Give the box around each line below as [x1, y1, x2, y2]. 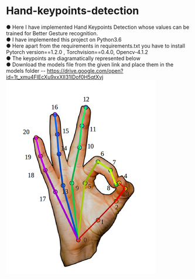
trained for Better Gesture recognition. [6, 29, 98, 36]
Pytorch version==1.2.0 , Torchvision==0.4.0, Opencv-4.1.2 [6, 48, 148, 55]
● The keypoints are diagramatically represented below [6, 55, 141, 62]
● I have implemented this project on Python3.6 [6, 36, 122, 43]
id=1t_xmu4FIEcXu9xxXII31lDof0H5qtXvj [6, 73, 104, 80]
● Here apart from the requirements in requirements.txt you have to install [6, 42, 186, 49]
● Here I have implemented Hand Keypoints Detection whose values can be [6, 23, 190, 31]
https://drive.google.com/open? [46, 67, 124, 74]
